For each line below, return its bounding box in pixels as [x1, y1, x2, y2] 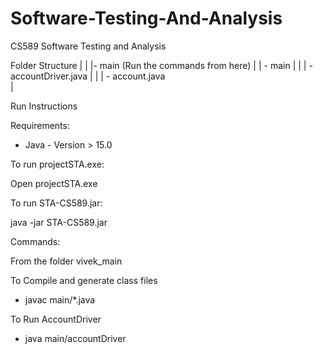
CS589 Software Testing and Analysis [10, 40, 167, 52]
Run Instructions [10, 100, 78, 112]
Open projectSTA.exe [10, 177, 98, 189]
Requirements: [10, 119, 70, 131]
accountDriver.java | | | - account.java [10, 70, 166, 82]
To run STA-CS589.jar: [10, 197, 103, 209]
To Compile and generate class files [10, 274, 158, 286]
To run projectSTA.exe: [10, 158, 105, 170]
